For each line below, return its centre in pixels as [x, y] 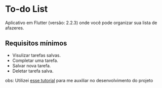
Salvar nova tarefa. [31, 65]
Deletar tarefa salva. [33, 71]
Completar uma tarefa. [35, 60]
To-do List [26, 9]
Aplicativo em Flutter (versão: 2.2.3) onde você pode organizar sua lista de [81, 23]
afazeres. [15, 28]
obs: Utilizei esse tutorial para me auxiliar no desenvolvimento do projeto [79, 80]
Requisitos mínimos [36, 44]
